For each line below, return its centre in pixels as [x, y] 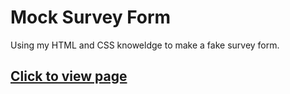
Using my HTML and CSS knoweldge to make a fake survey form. [145, 45]
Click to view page [69, 76]
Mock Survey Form [91, 17]
